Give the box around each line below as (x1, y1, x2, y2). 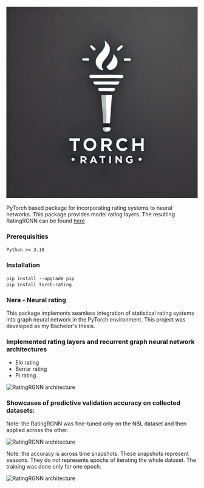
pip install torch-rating (6, 281, 72, 287)
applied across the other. (6, 427, 69, 434)
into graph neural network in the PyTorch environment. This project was (6, 315, 186, 323)
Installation (6, 261, 41, 269)
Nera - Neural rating (6, 295, 67, 304)
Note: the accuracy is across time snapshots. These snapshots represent (6, 450, 189, 458)
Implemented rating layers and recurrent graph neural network (6, 337, 195, 346)
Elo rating (15, 359, 39, 366)
